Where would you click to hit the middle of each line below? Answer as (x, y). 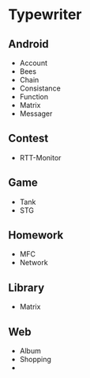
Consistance (40, 88)
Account (33, 63)
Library (26, 287)
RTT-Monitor (40, 157)
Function (34, 96)
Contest (28, 139)
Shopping (35, 360)
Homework (36, 235)
